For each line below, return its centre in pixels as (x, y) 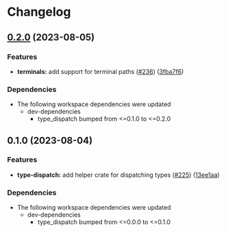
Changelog (39, 12)
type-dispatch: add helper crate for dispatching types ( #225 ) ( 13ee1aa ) (118, 175)
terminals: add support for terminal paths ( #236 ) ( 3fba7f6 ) (100, 71)
